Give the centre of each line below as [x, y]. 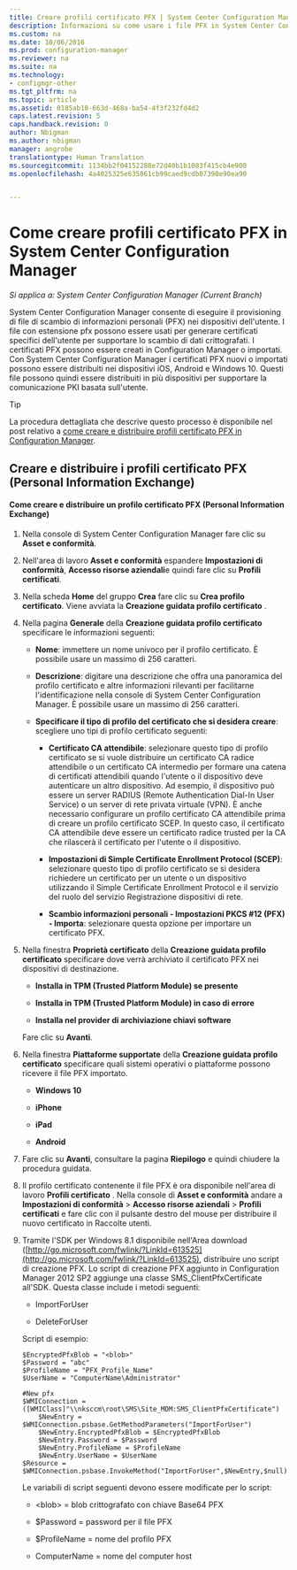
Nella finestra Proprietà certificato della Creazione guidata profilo [144, 950]
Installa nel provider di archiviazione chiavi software [133, 1020]
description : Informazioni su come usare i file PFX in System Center [142, 26]
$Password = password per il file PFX [103, 1521]
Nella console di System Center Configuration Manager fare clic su [144, 534]
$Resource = [44, 1463]
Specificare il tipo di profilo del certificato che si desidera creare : [156, 721]
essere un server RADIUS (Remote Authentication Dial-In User [161, 795]
